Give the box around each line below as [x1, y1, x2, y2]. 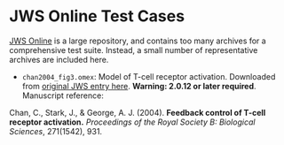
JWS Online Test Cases [9, 6, 185, 27]
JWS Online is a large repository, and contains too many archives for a [9, 35, 266, 46]
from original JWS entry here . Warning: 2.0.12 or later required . [21, 80, 256, 91]
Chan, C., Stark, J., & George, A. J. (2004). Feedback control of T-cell [9, 107, 266, 118]
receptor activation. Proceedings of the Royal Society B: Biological [9, 117, 256, 127]
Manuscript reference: [21, 90, 104, 101]
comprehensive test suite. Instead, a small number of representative [9, 44, 258, 55]
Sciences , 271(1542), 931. [9, 126, 103, 136]
